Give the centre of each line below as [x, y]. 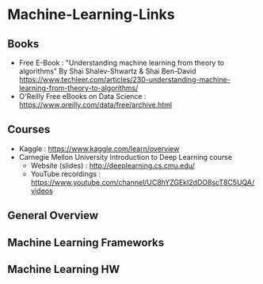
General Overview [53, 216]
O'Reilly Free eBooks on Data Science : [82, 96]
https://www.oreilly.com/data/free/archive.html [95, 105]
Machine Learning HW [64, 269]
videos [42, 191]
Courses [29, 129]
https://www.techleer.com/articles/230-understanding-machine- [124, 80]
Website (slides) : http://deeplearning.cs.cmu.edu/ [112, 165]
